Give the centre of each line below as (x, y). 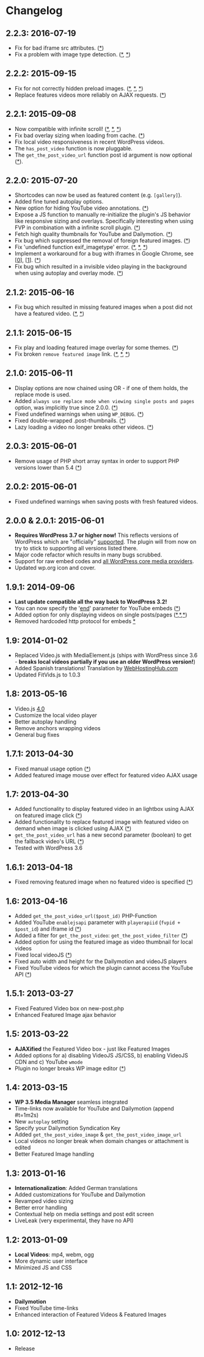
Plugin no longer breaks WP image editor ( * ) (70, 1068)
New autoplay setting (41, 1122)
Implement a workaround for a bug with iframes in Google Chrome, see (104, 254)
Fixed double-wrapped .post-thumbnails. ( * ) (70, 420)
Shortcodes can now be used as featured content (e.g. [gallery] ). (98, 195)
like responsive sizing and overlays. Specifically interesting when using (104, 221)
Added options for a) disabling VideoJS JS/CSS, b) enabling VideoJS (101, 1055)
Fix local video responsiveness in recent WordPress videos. (89, 142)
